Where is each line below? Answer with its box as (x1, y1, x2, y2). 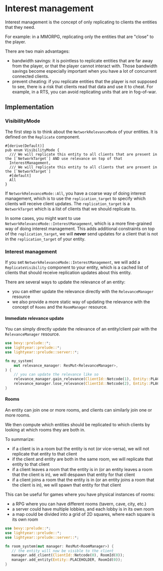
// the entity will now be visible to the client (11, 548, 114, 553)
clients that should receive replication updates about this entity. (5, 269, 132, 276)
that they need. (5, 24, 35, 30)
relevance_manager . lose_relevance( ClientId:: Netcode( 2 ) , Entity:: (14, 381, 151, 386)
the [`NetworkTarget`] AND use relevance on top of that (5, 156, 123, 161)
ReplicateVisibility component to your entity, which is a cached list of (5, 264, 149, 270)
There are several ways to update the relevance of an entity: (5, 279, 126, 285)
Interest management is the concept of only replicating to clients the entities (5, 19, 157, 25)
